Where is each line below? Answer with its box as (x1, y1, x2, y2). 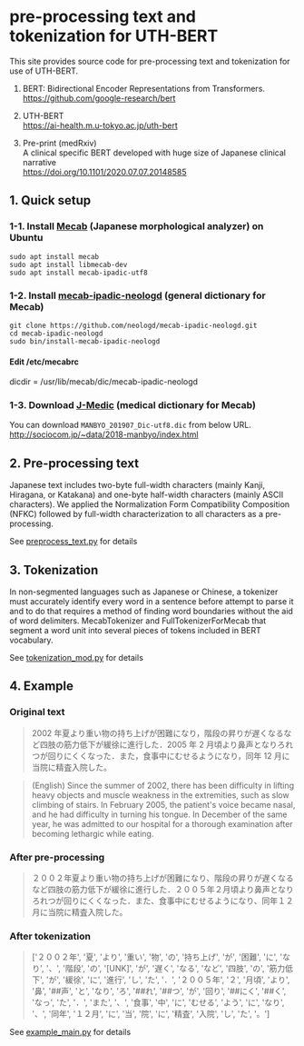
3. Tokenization (9, 562, 99, 578)
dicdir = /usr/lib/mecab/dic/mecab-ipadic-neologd (9, 376, 198, 387)
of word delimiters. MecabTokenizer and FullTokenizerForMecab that (9, 615, 267, 626)
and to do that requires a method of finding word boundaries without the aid (9, 606, 293, 617)
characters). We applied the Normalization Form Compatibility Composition (9, 499, 290, 510)
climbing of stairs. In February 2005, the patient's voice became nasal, (31, 799, 296, 810)
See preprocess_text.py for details (9, 536, 138, 547)
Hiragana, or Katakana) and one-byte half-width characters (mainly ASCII (9, 489, 284, 501)
